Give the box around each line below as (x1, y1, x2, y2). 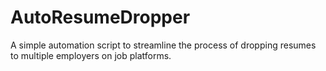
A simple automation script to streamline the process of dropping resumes (10, 39, 317, 51)
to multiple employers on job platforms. (10, 49, 172, 61)
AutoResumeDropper (10, 6, 191, 29)
